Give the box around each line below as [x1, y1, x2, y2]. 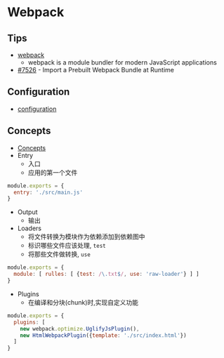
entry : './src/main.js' [13, 189, 83, 196]
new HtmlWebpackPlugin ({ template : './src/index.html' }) [20, 331, 187, 339]
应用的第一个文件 [27, 168, 78, 176]
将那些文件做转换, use [27, 250, 91, 258]
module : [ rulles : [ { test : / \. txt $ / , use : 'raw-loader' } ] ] [13, 271, 199, 278]
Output [17, 208, 38, 216]
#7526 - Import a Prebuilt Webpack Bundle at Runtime [17, 66, 174, 74]
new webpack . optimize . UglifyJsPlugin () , [20, 325, 140, 332]
